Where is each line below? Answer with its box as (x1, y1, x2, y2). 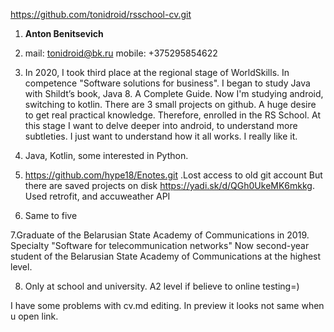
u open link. (10, 310, 59, 322)
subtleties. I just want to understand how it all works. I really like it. (24, 130, 298, 142)
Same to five (24, 210, 78, 221)
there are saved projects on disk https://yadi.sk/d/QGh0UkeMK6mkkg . (24, 180, 315, 191)
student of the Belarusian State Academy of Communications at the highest (10, 250, 322, 262)
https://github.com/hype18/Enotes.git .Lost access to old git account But (24, 169, 323, 181)
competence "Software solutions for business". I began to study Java (24, 77, 311, 89)
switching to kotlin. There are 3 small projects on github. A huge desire (24, 99, 317, 110)
